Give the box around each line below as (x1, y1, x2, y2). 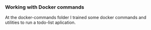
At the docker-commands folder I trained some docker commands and (5, 15, 147, 20)
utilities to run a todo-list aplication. (5, 20, 76, 25)
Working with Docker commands (5, 4, 84, 10)
